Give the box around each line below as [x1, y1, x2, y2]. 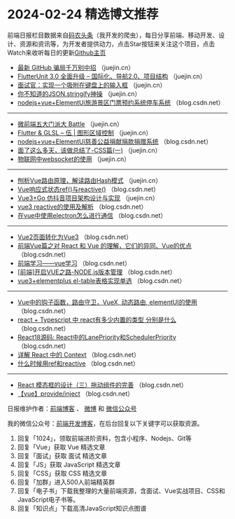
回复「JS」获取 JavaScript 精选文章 [17, 460, 121, 469]
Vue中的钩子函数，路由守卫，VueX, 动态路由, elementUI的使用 [17, 298, 198, 306]
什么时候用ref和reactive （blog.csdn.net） [17, 359, 140, 368]
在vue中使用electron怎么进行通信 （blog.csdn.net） [17, 211, 167, 219]
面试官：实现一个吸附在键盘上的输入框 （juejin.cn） [17, 81, 166, 89]
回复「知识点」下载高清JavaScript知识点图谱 [17, 504, 147, 512]
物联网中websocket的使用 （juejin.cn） [17, 155, 131, 163]
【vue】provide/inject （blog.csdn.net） [17, 389, 134, 398]
